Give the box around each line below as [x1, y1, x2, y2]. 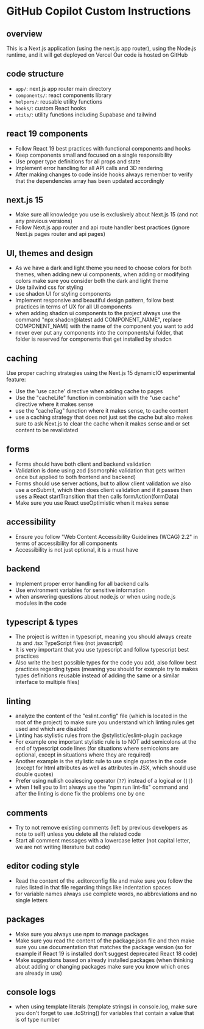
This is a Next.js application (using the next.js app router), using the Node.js [6, 45, 197, 52]
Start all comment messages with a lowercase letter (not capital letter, [15, 836, 191, 844]
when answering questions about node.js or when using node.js [15, 593, 176, 600]
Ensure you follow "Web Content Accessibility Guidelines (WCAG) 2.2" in [15, 533, 199, 540]
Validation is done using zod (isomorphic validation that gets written [15, 466, 186, 474]
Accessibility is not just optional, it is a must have [15, 546, 139, 553]
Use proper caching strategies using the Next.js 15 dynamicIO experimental [6, 369, 196, 377]
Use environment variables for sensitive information [15, 586, 145, 594]
